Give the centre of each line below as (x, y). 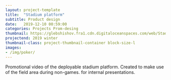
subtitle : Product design (33, 19)
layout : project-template (33, 10)
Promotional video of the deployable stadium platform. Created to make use (85, 67)
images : (13, 48)
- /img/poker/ (20, 52)
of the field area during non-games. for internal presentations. (70, 72)
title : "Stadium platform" (35, 15)
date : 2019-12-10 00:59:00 (36, 24)
